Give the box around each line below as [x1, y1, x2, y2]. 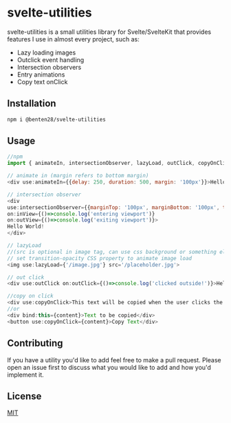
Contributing [7, 337, 63, 349]
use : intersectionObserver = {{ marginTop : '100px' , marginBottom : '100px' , [7, 204, 220, 211]
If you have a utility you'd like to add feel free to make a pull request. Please [7, 355, 221, 364]
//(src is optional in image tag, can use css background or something [7, 248, 217, 255]
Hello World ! [7, 223, 45, 230]
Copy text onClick [16, 77, 68, 86]
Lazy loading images [16, 48, 76, 57]
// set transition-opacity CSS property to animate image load [7, 255, 192, 262]
